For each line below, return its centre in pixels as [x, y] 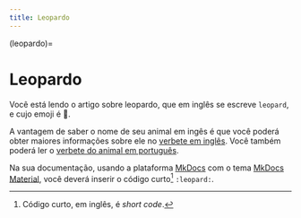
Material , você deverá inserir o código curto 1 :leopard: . [112, 178]
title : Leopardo [39, 17]
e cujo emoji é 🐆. [40, 114]
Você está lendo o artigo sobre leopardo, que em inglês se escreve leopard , [149, 104]
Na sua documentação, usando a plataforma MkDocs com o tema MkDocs [147, 168]
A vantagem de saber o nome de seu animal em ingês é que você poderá [144, 131]
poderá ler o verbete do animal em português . [94, 150]
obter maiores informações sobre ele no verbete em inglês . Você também [145, 141]
